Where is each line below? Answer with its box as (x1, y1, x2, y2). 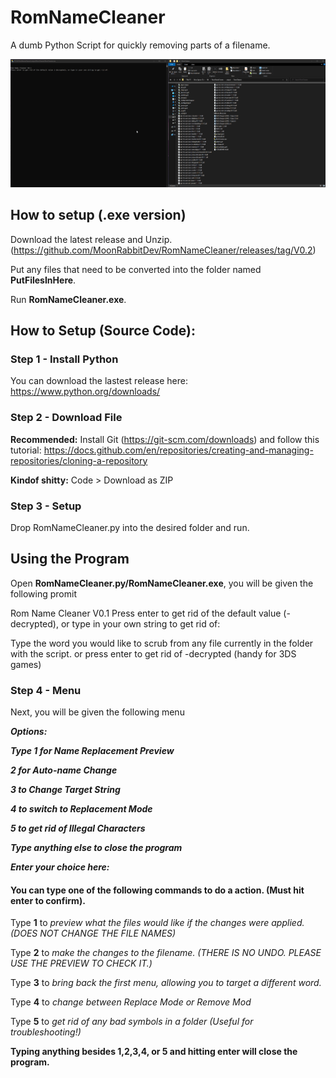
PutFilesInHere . (10, 274, 77, 286)
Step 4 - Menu (10, 683, 82, 697)
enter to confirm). (10, 894, 86, 906)
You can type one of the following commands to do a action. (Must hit (10, 884, 305, 896)
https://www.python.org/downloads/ (10, 386, 161, 398)
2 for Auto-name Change (10, 764, 118, 776)
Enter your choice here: (10, 861, 110, 873)
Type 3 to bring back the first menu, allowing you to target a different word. (10, 977, 322, 989)
